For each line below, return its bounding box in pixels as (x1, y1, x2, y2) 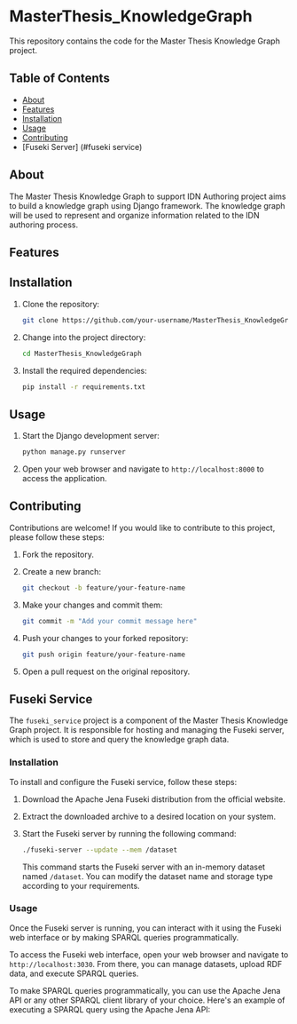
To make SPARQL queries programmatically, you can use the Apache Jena (9, 985, 281, 996)
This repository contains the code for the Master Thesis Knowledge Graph (9, 36, 281, 46)
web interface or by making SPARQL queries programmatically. (9, 932, 239, 942)
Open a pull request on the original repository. (21, 666, 191, 677)
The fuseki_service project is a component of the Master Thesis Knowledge (9, 715, 288, 726)
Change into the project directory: (21, 331, 146, 343)
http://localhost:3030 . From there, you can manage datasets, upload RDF (9, 958, 283, 969)
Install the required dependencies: (21, 365, 148, 376)
